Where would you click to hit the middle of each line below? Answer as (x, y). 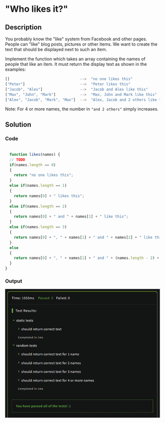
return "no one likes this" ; (44, 175)
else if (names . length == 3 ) (38, 227)
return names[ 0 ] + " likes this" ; (49, 196)
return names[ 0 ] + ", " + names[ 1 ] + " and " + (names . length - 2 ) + (87, 258)
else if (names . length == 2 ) (38, 206)
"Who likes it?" (37, 9)
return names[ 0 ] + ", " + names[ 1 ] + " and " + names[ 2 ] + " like (83, 237)
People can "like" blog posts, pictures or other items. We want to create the (81, 44)
